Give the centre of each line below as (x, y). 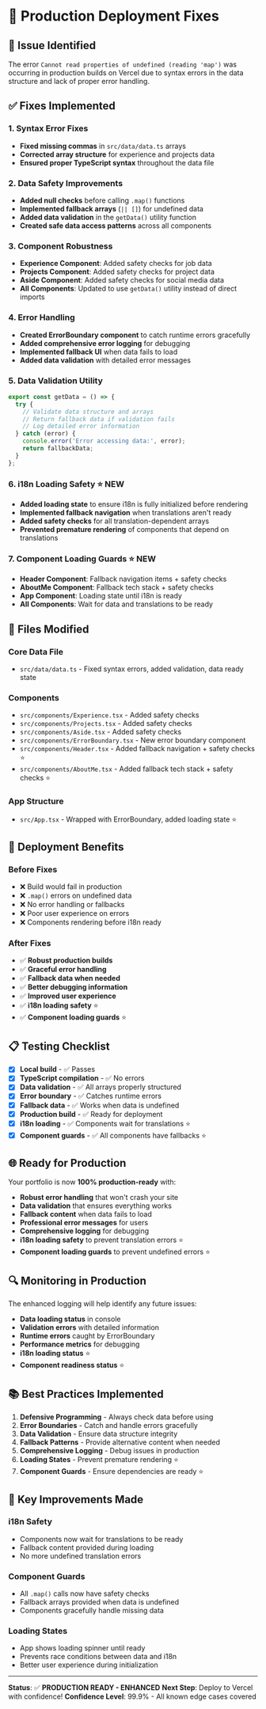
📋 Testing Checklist (59, 1046)
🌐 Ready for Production (67, 1163)
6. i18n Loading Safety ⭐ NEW (66, 484)
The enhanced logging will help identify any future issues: (103, 1304)
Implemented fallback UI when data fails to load (99, 351)
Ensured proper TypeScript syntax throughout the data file (117, 162)
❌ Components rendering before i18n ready (91, 922)
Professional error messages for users (84, 1223)
